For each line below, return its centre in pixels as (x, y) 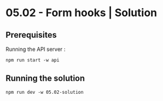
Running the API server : (36, 49)
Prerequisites (31, 35)
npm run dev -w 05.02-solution (45, 92)
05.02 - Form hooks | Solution (81, 13)
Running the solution (45, 79)
